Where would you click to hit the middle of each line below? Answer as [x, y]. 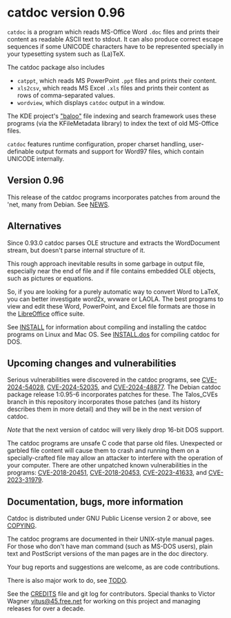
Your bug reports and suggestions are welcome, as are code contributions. [113, 567]
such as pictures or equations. [50, 278]
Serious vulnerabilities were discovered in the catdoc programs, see [104, 380]
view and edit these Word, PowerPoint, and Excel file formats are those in [111, 306]
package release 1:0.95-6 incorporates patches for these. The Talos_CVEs [113, 394]
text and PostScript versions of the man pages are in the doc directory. [108, 554]
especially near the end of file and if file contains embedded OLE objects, [111, 271]
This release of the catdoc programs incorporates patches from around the [114, 197]
